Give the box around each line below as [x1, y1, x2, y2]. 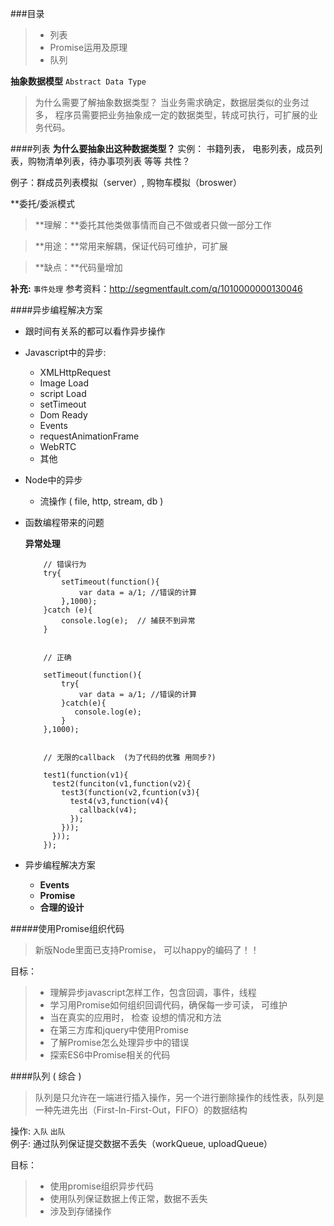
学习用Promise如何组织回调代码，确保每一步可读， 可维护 [49, 999, 288, 1011]
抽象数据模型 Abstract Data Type [10, 75, 147, 87]
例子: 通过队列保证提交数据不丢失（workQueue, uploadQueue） [10, 1138, 273, 1149]
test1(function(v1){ [43, 770, 129, 780]
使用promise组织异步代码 [49, 1180, 154, 1192]
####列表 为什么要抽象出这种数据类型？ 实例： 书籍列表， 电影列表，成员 [10, 143, 315, 154]
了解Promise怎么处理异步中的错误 [49, 1037, 190, 1048]
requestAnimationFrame [39, 430, 140, 442]
